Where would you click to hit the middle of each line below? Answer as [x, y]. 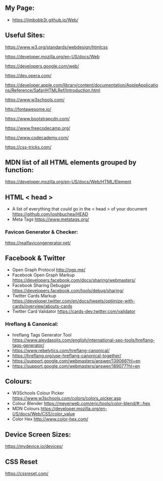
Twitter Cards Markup [34, 296]
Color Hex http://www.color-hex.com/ [50, 419]
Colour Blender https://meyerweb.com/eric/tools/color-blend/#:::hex [81, 404]
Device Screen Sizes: [38, 434]
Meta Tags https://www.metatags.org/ [51, 219]
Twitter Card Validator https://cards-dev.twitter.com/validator [74, 311]
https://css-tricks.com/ [28, 147]
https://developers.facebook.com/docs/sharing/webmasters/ [74, 280]
